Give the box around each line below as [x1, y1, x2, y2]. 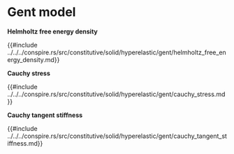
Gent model [7, 4, 76, 20]
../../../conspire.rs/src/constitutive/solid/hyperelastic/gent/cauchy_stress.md [7, 90, 226, 98]
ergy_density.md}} [7, 55, 60, 63]
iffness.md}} [7, 139, 43, 147]
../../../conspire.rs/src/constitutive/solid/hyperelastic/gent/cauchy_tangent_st [7, 132, 227, 140]
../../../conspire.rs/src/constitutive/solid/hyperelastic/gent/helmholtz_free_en [7, 48, 227, 56]
